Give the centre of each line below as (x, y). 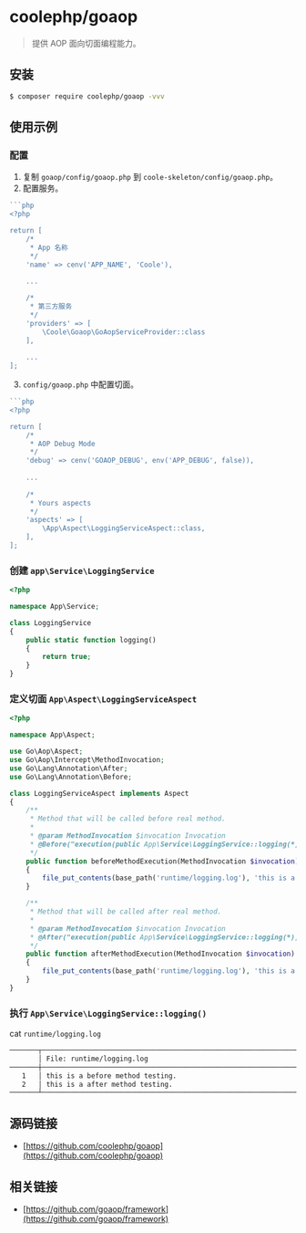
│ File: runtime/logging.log (93, 1059)
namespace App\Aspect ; (52, 735)
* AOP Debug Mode (62, 444)
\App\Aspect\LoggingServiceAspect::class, (124, 528)
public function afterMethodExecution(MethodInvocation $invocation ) (161, 954)
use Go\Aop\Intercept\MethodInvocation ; (87, 760)
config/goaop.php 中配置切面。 (81, 384)
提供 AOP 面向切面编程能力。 (86, 43)
